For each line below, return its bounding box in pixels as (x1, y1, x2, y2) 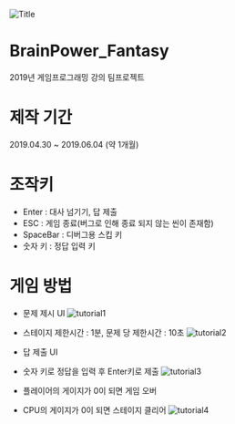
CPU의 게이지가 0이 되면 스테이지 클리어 (22, 404, 167, 415)
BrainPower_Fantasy (9, 41, 170, 61)
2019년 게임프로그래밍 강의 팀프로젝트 (9, 71, 145, 82)
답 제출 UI (22, 346, 58, 357)
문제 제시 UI (22, 307, 66, 318)
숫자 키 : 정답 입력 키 (22, 240, 96, 251)
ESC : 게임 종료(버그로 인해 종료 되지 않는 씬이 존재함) (22, 217, 214, 228)
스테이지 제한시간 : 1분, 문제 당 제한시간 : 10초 (22, 326, 185, 337)
